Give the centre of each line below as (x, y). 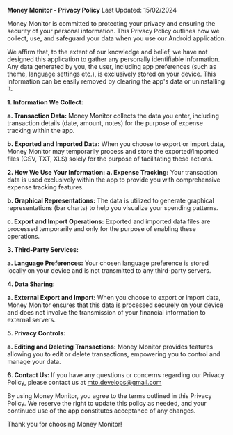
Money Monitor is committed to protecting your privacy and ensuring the (111, 23)
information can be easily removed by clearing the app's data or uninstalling (116, 81)
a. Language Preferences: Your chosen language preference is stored (108, 263)
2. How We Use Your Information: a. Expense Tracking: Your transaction (112, 172)
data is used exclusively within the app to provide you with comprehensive (114, 180)
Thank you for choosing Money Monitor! (65, 424)
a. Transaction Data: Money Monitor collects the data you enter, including (113, 116)
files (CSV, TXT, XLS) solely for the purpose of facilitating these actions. (110, 159)
